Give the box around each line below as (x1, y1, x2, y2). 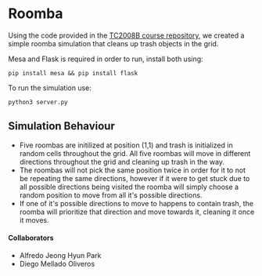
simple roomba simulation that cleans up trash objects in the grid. (8, 38, 219, 48)
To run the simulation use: (8, 83, 92, 93)
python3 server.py (8, 98, 68, 106)
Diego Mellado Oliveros (19, 259, 95, 268)
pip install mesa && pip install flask (8, 69, 138, 77)
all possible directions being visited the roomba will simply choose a (19, 182, 239, 191)
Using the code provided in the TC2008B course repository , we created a (8, 31, 245, 40)
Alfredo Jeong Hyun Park (19, 250, 102, 260)
